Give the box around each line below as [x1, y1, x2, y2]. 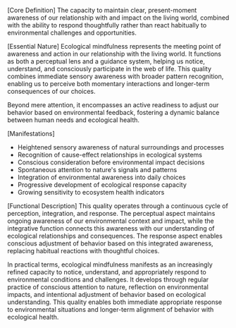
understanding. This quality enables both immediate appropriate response [7, 298, 223, 306]
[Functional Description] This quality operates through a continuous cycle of [7, 202, 229, 210]
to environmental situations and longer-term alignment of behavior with [7, 305, 214, 313]
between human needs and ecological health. [7, 116, 139, 124]
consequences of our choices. [7, 87, 97, 95]
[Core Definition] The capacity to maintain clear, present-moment [7, 6, 197, 14]
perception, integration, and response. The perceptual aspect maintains [7, 209, 216, 217]
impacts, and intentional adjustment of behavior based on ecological [7, 291, 206, 298]
